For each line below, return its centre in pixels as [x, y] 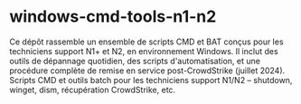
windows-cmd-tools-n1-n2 [113, 17]
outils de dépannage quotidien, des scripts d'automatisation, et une [135, 61]
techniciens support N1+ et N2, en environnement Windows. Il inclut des [144, 51]
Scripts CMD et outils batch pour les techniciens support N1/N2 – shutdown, [151, 80]
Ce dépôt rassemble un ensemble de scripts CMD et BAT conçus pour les [146, 42]
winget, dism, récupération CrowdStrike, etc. [93, 90]
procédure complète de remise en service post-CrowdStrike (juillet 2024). [147, 71]
